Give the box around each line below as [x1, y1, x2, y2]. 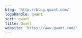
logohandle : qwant [5, 12, 43, 17]
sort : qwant [5, 16, 29, 21]
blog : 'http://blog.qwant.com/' [5, 7, 71, 12]
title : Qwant [5, 21, 32, 26]
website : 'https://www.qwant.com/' [5, 26, 78, 31]
